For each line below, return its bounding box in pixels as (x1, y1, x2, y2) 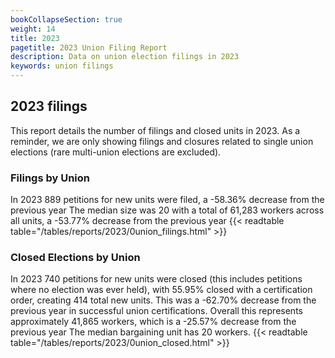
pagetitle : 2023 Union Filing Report (10, 42, 168, 53)
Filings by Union (10, 171, 91, 185)
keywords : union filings (10, 61, 114, 71)
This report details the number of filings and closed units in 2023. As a (10, 124, 301, 136)
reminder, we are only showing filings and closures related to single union (10, 135, 314, 147)
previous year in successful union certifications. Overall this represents (10, 305, 303, 317)
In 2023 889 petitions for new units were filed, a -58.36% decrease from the (10, 194, 325, 206)
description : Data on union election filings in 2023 (10, 52, 240, 62)
